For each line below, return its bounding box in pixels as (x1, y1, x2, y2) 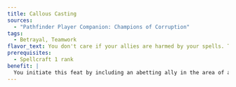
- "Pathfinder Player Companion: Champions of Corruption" (13, 23, 190, 30)
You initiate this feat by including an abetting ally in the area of (13, 69, 225, 76)
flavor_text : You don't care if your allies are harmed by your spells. (7, 43, 225, 50)
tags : (7, 29, 23, 37)
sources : (7, 17, 33, 24)
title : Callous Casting (7, 10, 77, 18)
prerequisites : (7, 50, 52, 57)
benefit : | (7, 62, 39, 69)
